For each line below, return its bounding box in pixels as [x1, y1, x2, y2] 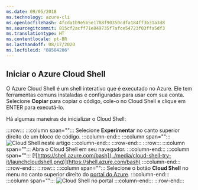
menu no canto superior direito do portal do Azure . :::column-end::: [6, 170, 170, 178]
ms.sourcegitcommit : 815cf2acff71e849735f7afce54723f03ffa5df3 [6, 25, 165, 31]
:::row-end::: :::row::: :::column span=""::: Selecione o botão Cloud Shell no [6, 164, 189, 172]
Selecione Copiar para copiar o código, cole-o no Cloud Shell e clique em [6, 97, 186, 104]
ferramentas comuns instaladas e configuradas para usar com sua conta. [6, 91, 184, 98]
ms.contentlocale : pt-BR [6, 36, 67, 42]
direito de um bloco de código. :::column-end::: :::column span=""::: [6, 133, 171, 140]
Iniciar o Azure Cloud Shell [6, 69, 106, 79]
